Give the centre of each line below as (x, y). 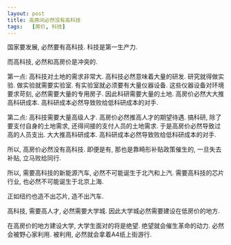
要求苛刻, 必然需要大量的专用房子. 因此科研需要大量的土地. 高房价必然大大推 (115, 94)
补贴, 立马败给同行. (34, 158)
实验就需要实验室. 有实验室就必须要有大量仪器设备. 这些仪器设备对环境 (123, 85)
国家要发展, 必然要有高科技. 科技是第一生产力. (72, 47)
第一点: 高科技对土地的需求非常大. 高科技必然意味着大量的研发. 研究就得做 (113, 76)
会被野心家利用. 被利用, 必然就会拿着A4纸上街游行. (79, 235)
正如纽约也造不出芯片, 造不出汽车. (55, 196)
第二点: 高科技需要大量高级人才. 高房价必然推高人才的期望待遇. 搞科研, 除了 (114, 117)
